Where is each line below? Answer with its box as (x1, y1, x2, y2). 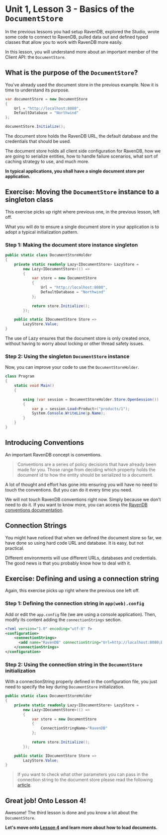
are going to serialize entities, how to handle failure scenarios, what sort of (5, 153, 158, 159)
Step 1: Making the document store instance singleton (5, 241, 138, 248)
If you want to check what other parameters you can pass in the (17, 771, 149, 777)
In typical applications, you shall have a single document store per (5, 168, 145, 174)
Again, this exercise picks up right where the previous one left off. (5, 587, 140, 593)
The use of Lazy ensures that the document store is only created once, (5, 335, 151, 341)
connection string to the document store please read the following (17, 777, 153, 783)
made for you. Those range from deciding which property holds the (17, 466, 156, 473)
